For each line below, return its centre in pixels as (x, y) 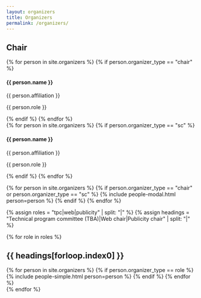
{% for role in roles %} (34, 236)
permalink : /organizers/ (37, 23)
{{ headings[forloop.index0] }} (65, 255)
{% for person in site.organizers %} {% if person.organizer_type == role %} (100, 270)
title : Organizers (29, 17)
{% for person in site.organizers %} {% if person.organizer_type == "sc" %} (101, 125)
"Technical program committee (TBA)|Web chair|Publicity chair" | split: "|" (98, 218)
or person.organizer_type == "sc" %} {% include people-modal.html (91, 194)
